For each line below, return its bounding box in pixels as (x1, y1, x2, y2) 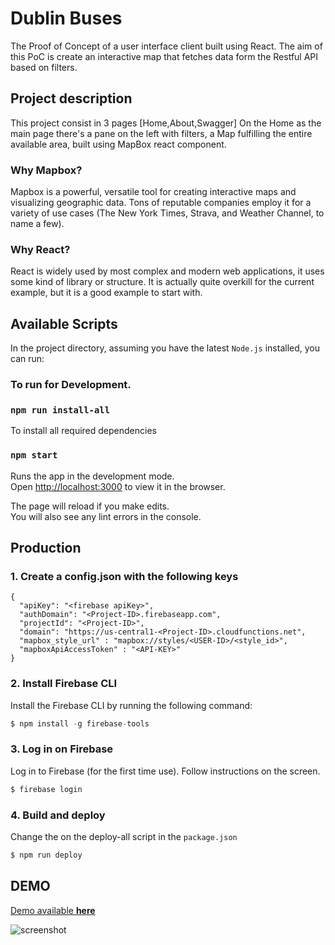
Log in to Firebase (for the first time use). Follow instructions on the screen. (10, 765, 321, 777)
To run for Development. (10, 378, 132, 392)
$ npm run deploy (10, 850, 83, 860)
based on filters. (10, 61, 78, 73)
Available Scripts (10, 315, 118, 332)
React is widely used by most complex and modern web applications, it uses (10, 265, 325, 277)
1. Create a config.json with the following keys (10, 569, 239, 583)
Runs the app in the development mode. (10, 470, 175, 482)
